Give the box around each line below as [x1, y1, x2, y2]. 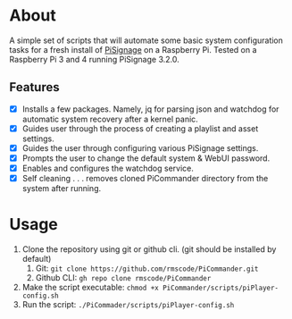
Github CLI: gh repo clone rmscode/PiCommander [35, 273, 212, 283]
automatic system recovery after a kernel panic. [21, 113, 198, 124]
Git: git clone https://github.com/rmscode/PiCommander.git [35, 263, 259, 273]
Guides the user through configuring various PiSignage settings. [21, 142, 259, 153]
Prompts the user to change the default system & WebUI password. [21, 153, 271, 164]
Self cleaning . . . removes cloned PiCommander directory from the [21, 173, 269, 184]
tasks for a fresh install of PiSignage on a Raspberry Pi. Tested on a [9, 44, 257, 55]
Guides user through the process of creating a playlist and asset [21, 122, 259, 134]
